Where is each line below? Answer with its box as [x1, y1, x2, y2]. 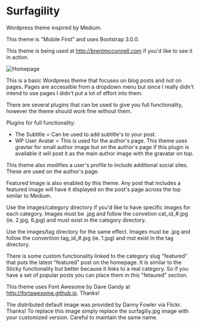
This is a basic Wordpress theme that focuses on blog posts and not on [6, 77, 182, 84]
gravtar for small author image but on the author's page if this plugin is [14, 143, 190, 150]
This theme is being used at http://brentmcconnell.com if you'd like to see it [6, 47, 193, 54]
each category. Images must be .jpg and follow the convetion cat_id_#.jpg [6, 210, 189, 217]
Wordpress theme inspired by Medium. [6, 24, 102, 31]
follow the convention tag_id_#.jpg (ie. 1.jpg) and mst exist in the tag [6, 234, 174, 241]
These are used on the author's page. [6, 168, 99, 175]
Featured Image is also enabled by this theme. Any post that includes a [6, 179, 181, 186]
